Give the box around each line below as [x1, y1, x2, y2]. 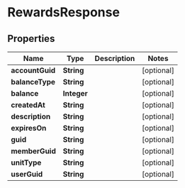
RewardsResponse [7, 4, 120, 21]
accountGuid [11, 65, 56, 75]
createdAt [11, 100, 46, 110]
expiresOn [11, 123, 47, 133]
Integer [62, 89, 89, 98]
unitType [11, 157, 42, 167]
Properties [7, 33, 55, 45]
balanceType [11, 77, 55, 87]
